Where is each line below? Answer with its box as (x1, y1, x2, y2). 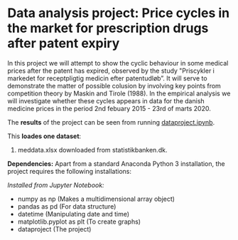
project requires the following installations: (7, 167, 131, 175)
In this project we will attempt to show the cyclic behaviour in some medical (7, 58, 229, 67)
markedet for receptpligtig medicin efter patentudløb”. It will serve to (7, 73, 207, 83)
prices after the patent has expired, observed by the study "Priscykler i (7, 66, 215, 75)
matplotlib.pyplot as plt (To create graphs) (17, 217, 141, 226)
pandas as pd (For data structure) (17, 202, 117, 211)
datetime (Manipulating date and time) (17, 209, 130, 218)
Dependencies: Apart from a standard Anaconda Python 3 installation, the (7, 159, 225, 168)
